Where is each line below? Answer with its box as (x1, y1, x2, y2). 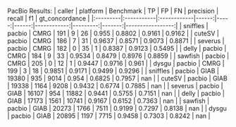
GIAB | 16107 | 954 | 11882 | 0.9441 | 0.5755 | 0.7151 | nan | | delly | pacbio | (7, 89, 225, 97)
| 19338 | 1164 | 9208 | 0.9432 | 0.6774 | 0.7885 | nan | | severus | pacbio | (7, 82, 223, 90)
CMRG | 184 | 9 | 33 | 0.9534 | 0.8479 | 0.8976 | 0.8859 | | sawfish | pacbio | (7, 52, 230, 60)
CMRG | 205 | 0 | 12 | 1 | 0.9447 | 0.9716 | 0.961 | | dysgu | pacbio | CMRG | (7, 59, 225, 67)
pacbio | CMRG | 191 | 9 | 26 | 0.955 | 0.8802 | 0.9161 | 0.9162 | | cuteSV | (7, 29, 220, 37)
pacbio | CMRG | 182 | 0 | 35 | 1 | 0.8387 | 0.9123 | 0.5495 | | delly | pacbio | (7, 44, 227, 52)
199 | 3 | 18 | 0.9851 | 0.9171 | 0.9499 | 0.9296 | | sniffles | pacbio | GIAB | (7, 67, 220, 75)
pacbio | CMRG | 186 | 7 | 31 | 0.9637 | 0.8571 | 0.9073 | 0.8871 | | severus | (7, 37, 225, 45)
